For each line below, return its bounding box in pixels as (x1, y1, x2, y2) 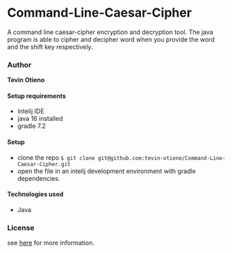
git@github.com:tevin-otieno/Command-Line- (97, 154, 226, 161)
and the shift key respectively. (7, 42, 93, 51)
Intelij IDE (17, 107, 44, 115)
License (7, 222, 35, 232)
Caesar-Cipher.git (17, 161, 71, 168)
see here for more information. (7, 238, 95, 247)
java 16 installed (17, 115, 63, 123)
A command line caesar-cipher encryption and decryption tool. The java (7, 28, 214, 36)
